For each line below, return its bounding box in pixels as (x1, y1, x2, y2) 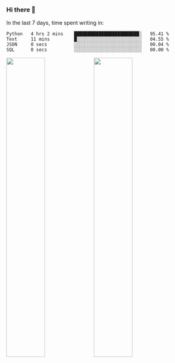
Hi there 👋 (6, 5, 36, 14)
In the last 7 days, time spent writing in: (6, 19, 104, 27)
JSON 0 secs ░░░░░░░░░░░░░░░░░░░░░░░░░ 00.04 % (6, 42, 170, 48)
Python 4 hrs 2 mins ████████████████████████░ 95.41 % (6, 31, 170, 37)
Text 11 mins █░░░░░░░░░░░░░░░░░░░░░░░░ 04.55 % (6, 36, 170, 42)
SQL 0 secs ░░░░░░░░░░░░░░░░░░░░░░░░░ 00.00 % (6, 47, 170, 53)
